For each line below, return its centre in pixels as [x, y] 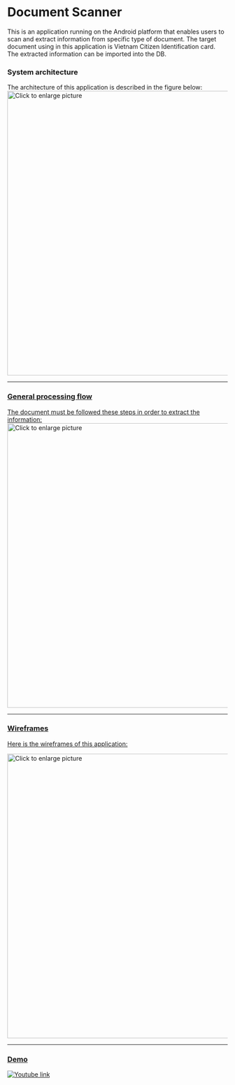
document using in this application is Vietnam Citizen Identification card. [111, 46]
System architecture [43, 72]
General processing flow [50, 396]
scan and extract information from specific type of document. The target [112, 39]
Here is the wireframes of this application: [67, 744]
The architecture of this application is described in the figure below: [105, 88]
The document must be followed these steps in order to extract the [104, 412]
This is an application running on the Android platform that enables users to [116, 32]
